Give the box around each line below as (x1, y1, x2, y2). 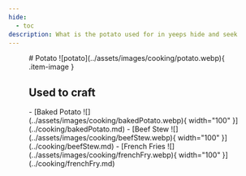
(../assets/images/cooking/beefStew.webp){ (28, 133, 176, 143)
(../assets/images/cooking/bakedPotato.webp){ (28, 116, 188, 126)
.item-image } (28, 62, 75, 72)
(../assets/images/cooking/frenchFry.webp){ (28, 150, 177, 160)
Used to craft (28, 85, 96, 99)
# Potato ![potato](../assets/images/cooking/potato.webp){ (28, 54, 225, 63)
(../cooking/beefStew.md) (28, 142, 114, 152)
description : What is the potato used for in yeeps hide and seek (8, 30, 238, 38)
